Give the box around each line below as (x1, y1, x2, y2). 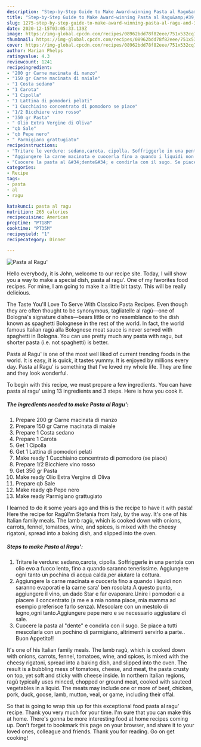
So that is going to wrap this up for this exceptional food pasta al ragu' (7, 702, 180, 709)
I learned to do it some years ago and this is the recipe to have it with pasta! (7, 504, 193, 511)
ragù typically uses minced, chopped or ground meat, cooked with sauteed (7, 678, 191, 685)
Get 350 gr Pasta (15, 467, 58, 474)
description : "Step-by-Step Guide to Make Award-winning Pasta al (7, 8, 175, 15)
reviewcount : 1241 (7, 59, 52, 65)
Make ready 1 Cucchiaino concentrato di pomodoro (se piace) (15, 454, 168, 461)
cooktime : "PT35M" (7, 226, 52, 232)
